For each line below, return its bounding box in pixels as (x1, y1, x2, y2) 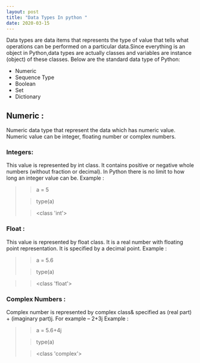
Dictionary (14, 93, 41, 100)
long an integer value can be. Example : (6, 174, 104, 181)
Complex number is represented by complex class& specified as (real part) (6, 309, 192, 316)
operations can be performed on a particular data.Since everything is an (6, 43, 186, 50)
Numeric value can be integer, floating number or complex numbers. (6, 133, 177, 140)
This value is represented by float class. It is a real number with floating (6, 238, 184, 245)
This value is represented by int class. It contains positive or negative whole (6, 162, 195, 169)
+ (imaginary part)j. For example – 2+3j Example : (6, 315, 129, 323)
